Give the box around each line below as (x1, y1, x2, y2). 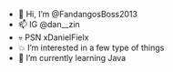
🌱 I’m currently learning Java (17, 53, 127, 63)
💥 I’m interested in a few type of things (17, 42, 165, 53)
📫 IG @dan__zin (17, 19, 80, 29)
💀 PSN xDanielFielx (17, 32, 89, 43)
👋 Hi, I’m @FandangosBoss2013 (17, 9, 138, 19)
